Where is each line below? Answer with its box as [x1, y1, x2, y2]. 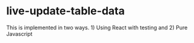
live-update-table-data [6, 4, 125, 18]
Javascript [6, 30, 33, 37]
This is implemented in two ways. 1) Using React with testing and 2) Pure [6, 24, 188, 31]
